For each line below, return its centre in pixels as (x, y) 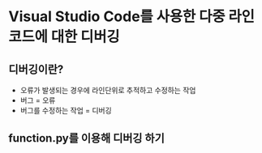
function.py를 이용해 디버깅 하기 (86, 138)
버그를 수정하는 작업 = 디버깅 (66, 110)
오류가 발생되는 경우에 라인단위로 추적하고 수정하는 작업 (108, 90)
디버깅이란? (36, 69)
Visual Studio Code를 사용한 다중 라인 (132, 17)
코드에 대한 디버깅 (64, 37)
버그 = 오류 (38, 100)
